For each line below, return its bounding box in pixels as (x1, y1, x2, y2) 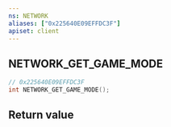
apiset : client (8, 27, 60, 35)
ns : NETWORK (8, 11, 48, 20)
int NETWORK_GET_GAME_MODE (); (8, 86, 111, 94)
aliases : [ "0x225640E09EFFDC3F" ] (8, 19, 121, 28)
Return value (8, 108, 74, 122)
